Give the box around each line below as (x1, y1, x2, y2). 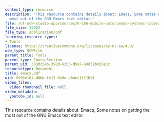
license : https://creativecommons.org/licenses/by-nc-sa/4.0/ (5, 44, 134, 49)
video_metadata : (5, 89, 38, 94)
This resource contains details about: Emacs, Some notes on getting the (5, 107, 150, 113)
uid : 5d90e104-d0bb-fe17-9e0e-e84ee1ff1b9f (5, 75, 95, 80)
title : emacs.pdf (5, 71, 41, 76)
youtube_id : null (9, 94, 45, 98)
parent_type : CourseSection (5, 57, 62, 62)
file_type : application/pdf (5, 30, 62, 35)
